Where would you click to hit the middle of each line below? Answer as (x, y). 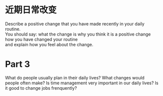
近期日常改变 (31, 10)
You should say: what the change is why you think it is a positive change (78, 34)
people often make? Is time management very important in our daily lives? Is (82, 83)
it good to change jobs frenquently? (41, 88)
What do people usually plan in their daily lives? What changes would (75, 77)
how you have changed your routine (41, 39)
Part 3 (18, 64)
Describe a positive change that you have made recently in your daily (75, 24)
